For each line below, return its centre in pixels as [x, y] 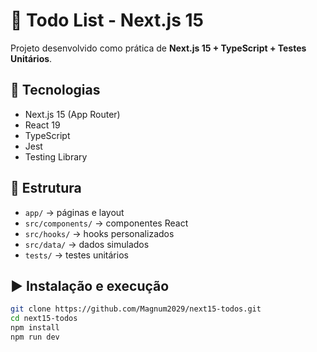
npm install [35, 328]
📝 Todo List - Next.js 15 [107, 20]
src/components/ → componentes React [106, 223]
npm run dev [35, 337]
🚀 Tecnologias [55, 90]
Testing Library [56, 156]
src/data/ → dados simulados [87, 244]
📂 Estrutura [46, 188]
